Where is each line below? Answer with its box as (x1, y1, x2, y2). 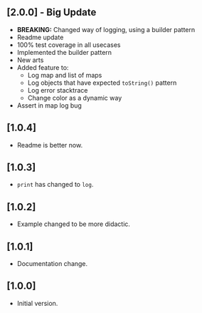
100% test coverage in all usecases (16, 40, 121, 49)
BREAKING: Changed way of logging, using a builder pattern (16, 25, 196, 34)
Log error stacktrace (27, 86, 88, 94)
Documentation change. (16, 260, 88, 268)
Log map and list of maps (27, 71, 102, 79)
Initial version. (16, 299, 58, 307)
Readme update (16, 33, 64, 41)
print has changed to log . (16, 180, 94, 189)
